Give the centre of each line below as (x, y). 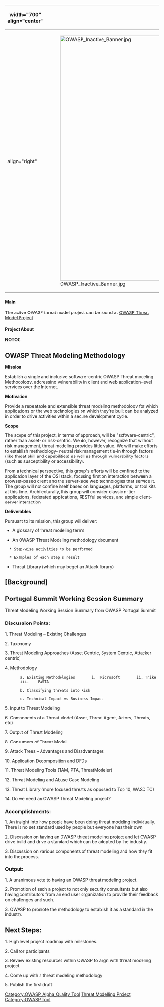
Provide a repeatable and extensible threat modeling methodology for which (82, 406)
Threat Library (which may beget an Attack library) (63, 567)
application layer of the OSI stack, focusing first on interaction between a (79, 476)
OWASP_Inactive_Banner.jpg (93, 284)
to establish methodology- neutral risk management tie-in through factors (79, 451)
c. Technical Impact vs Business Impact (62, 699)
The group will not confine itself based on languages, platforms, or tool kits (81, 486)
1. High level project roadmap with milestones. (51, 942)
